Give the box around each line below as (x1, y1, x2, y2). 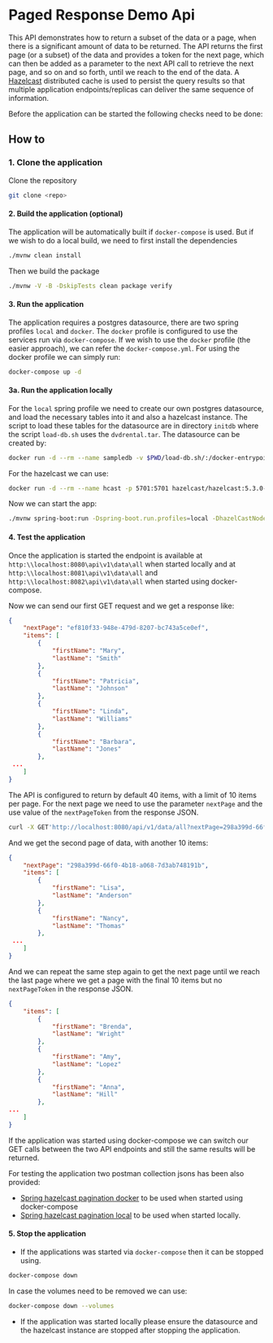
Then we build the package (8, 266, 100, 276)
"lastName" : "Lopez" (51, 1060, 122, 1068)
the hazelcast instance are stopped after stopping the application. (19, 1325, 241, 1335)
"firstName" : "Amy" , (51, 1052, 122, 1061)
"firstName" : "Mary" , (51, 647, 126, 655)
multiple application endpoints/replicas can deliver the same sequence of (8, 84, 254, 94)
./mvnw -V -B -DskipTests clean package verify (8, 282, 173, 290)
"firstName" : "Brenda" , (51, 1022, 132, 1030)
